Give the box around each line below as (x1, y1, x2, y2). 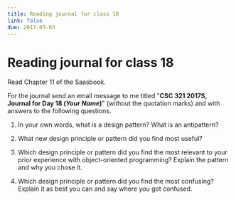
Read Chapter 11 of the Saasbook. (7, 78, 107, 86)
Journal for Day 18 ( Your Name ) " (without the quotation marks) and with (7, 99, 220, 107)
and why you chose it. (17, 163, 83, 172)
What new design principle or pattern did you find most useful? (17, 135, 203, 143)
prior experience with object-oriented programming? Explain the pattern (17, 156, 229, 164)
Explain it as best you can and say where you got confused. (17, 184, 193, 193)
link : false (7, 17, 43, 24)
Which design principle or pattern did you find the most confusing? (17, 177, 215, 186)
